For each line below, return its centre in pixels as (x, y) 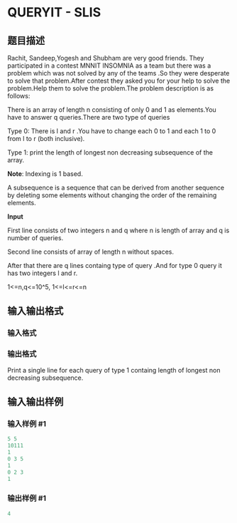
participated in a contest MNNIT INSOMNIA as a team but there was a (109, 66)
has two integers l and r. (43, 273)
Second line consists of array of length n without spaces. (91, 252)
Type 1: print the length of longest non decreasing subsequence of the (110, 152)
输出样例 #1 (27, 498)
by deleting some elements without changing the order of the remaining (112, 195)
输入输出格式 (35, 311)
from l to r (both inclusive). (46, 139)
